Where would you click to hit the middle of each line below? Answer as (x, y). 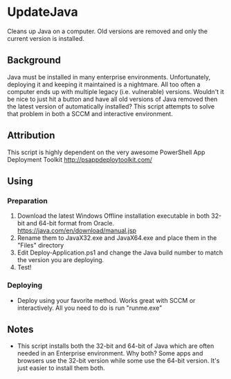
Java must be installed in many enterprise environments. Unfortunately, (109, 77)
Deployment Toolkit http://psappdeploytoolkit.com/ (80, 159)
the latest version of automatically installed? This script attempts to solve (111, 106)
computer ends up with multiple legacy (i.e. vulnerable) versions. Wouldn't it (116, 91)
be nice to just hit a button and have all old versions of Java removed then (112, 99)
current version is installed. (46, 38)
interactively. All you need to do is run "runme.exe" (90, 308)
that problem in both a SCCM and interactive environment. (90, 113)
